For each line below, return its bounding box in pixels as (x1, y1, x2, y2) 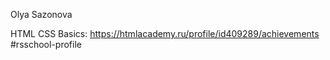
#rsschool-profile (10, 39, 82, 50)
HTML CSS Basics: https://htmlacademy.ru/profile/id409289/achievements (10, 28, 320, 39)
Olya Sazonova (10, 9, 73, 20)
